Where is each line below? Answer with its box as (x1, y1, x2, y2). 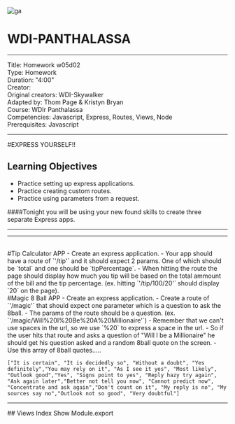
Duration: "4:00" (7, 76, 55, 84)
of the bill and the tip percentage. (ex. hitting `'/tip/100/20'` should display (7, 278, 220, 287)
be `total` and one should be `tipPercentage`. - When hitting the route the (7, 264, 218, 272)
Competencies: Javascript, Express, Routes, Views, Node (7, 113, 173, 121)
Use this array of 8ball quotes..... (7, 346, 101, 354)
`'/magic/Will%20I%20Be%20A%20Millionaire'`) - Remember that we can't (7, 316, 224, 325)
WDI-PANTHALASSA (7, 31, 131, 47)
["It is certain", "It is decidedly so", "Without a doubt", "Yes (7, 359, 205, 367)
